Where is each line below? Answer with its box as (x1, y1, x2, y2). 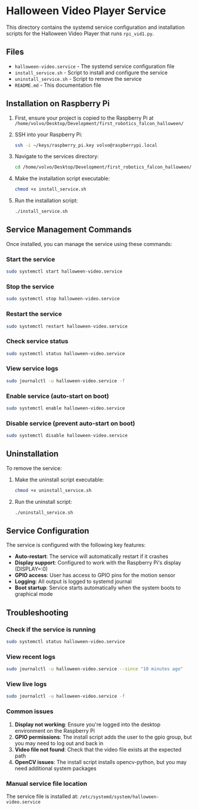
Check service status (6, 337, 69, 346)
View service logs (6, 365, 59, 373)
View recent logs (6, 652, 56, 661)
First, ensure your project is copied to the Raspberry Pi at (14, 114, 154, 122)
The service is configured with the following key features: (6, 542, 146, 549)
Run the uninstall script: (14, 498, 72, 505)
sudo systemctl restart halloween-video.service (6, 323, 128, 329)
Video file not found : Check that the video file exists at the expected (14, 746, 181, 753)
